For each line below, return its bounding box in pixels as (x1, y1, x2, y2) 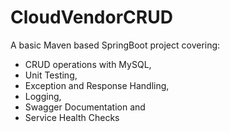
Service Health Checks (24, 111, 120, 123)
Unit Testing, (24, 69, 78, 81)
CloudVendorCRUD (10, 6, 173, 29)
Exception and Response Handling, (24, 79, 170, 91)
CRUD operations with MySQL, (24, 58, 152, 70)
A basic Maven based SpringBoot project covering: (10, 39, 221, 51)
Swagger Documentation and (24, 101, 146, 113)
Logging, (24, 90, 62, 102)
